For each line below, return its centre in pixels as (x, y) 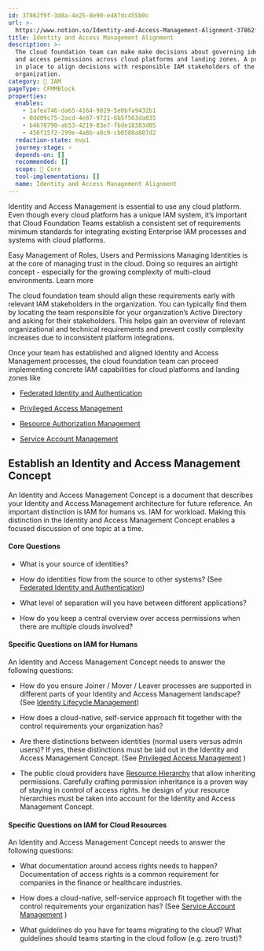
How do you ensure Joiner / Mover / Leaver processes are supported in (135, 685)
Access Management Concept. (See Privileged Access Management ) (132, 758)
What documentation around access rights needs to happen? (118, 866)
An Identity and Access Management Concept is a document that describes (131, 495)
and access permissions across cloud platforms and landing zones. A (131, 60)
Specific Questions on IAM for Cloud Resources (88, 825)
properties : (27, 96)
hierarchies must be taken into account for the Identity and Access (127, 798)
